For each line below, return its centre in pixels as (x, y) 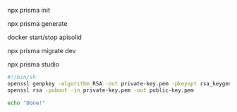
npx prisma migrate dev (42, 51)
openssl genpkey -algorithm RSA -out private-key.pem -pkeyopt (102, 83)
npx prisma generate (37, 23)
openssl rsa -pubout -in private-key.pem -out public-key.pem (101, 90)
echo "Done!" (26, 103)
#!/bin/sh (22, 77)
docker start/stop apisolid (45, 37)
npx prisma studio (34, 64)
